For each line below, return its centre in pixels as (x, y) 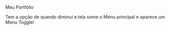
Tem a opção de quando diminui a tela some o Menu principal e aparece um (85, 17)
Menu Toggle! (20, 22)
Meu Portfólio (20, 7)
